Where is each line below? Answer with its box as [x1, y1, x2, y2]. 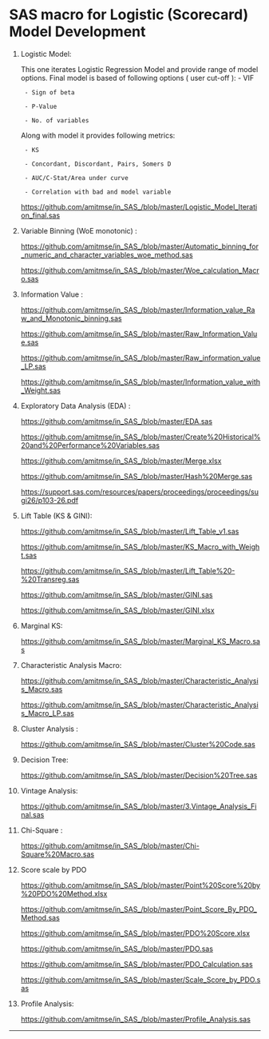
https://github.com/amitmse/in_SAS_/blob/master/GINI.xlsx [20, 605, 215, 615]
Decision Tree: [20, 754, 69, 765]
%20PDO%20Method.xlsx [20, 889, 108, 898]
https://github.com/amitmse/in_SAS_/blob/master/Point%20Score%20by [20, 880, 261, 889]
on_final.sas [20, 210, 61, 220]
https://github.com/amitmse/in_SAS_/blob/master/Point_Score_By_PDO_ [20, 904, 258, 913]
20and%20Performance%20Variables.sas [20, 440, 160, 450]
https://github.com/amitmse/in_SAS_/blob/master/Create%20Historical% [20, 432, 261, 442]
